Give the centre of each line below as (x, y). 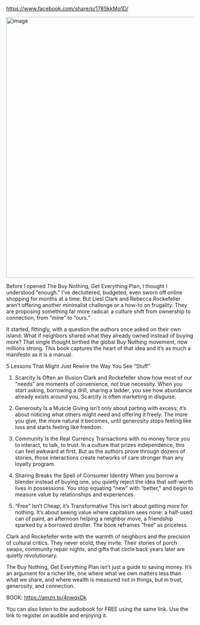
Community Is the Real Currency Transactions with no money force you (102, 439)
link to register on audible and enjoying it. (57, 615)
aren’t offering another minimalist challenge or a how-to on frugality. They (97, 305)
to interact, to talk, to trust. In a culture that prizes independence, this (100, 445)
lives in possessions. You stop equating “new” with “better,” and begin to (104, 488)
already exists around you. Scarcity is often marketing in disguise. (96, 396)
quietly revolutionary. (32, 555)
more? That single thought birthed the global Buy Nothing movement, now (97, 342)
